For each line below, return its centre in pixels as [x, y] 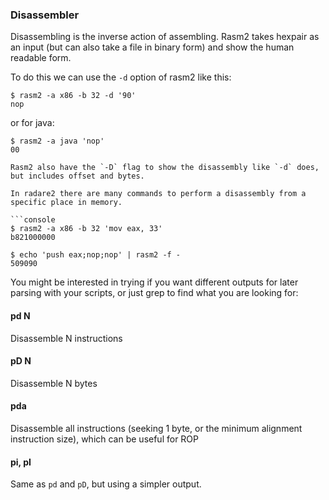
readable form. [41, 58]
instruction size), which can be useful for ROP [105, 439]
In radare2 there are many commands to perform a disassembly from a [158, 194]
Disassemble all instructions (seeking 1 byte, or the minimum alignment [156, 428]
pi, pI [21, 462]
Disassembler [45, 15]
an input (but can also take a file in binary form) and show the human [152, 47]
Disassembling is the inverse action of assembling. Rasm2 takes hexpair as [165, 37]
